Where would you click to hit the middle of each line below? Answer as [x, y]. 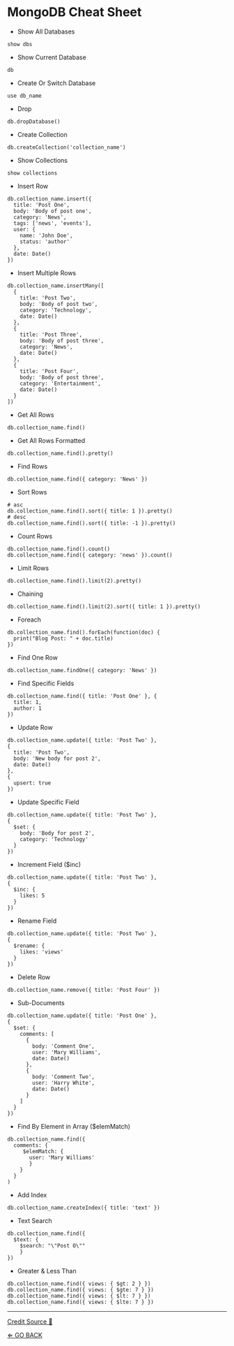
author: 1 [28, 708]
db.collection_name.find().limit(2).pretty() [74, 580]
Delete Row [34, 977]
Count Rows [35, 536]
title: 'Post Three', [51, 335]
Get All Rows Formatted [51, 440]
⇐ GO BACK [25, 1335]
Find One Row [37, 657]
